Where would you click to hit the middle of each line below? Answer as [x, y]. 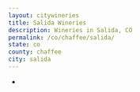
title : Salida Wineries [47, 23]
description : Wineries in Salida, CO [70, 30]
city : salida [30, 60]
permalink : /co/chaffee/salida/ [61, 37]
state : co [25, 45]
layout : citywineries [44, 15]
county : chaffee [35, 52]
